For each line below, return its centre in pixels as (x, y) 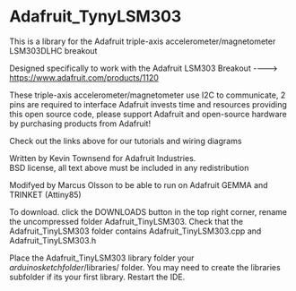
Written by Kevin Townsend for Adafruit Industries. (103, 158)
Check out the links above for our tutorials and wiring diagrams (126, 141)
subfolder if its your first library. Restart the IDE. (97, 277)
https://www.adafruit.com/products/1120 (84, 77)
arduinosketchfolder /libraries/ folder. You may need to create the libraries (145, 267)
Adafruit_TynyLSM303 (96, 17)
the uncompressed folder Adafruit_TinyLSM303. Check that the (126, 221)
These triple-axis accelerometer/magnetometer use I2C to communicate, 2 (148, 95)
